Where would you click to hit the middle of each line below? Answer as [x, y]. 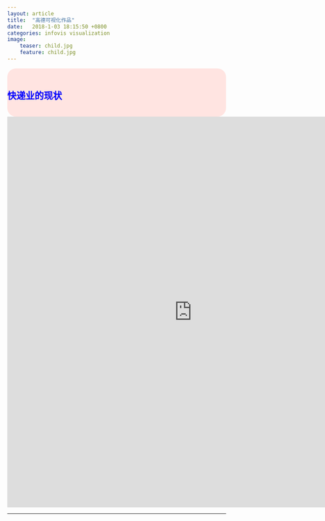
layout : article [31, 14]
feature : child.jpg [48, 53]
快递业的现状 [35, 96]
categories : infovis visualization [59, 33]
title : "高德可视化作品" [41, 20]
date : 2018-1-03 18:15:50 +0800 [57, 26]
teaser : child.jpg [46, 46]
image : [17, 40]
